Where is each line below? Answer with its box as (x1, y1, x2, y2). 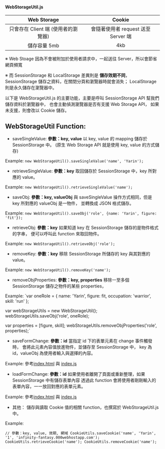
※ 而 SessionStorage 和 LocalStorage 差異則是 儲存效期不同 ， (5, 72, 130, 78)
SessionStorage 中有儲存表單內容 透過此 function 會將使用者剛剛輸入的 (12, 377, 156, 384)
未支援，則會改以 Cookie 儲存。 (5, 107, 70, 113)
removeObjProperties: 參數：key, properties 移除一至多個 (12, 277, 130, 283)
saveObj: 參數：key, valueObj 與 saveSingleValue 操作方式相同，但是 (12, 194, 152, 200)
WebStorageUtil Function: (5, 122, 86, 130)
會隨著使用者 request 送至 (90, 26, 151, 32)
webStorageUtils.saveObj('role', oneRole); (5, 313, 90, 319)
